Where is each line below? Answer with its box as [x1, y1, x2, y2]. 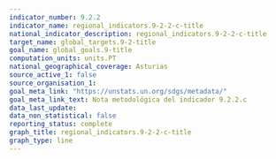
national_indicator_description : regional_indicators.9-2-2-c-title [9, 29, 267, 38]
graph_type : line [9, 136, 73, 145]
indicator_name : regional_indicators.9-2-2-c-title [9, 21, 203, 30]
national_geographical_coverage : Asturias [9, 63, 168, 72]
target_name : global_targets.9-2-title [9, 37, 157, 47]
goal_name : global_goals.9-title [9, 46, 133, 55]
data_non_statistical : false [9, 111, 117, 120]
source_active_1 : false [9, 71, 97, 79]
